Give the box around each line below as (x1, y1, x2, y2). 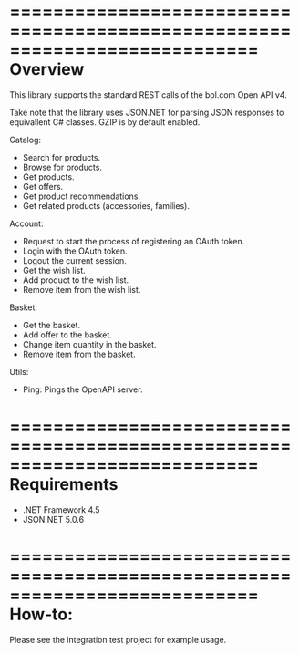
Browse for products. (22, 161, 103, 172)
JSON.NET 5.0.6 (22, 514, 85, 524)
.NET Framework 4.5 (22, 503, 100, 515)
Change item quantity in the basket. (22, 338, 157, 349)
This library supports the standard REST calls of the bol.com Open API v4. (9, 88, 287, 100)
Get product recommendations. (22, 191, 141, 202)
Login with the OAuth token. (22, 245, 128, 256)
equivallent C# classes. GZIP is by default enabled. (9, 116, 201, 128)
